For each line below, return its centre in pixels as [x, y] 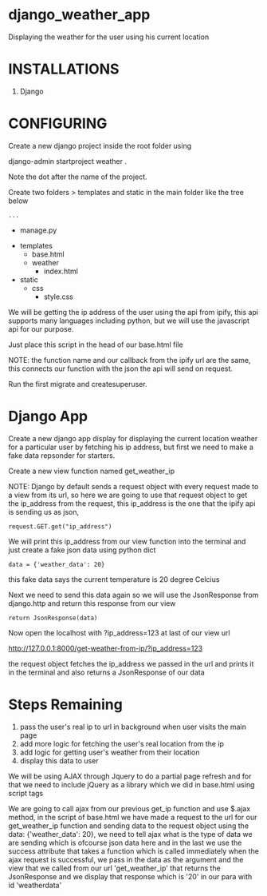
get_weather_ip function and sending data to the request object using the [129, 826]
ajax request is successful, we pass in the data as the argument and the [126, 859]
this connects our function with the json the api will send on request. [121, 368]
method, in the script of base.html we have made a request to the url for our [133, 817]
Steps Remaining [66, 704]
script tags [26, 793]
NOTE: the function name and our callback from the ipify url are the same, [130, 360]
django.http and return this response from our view [92, 603]
